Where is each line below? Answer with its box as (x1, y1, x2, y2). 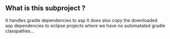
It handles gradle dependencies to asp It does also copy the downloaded (5, 17, 158, 23)
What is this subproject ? (5, 4, 86, 12)
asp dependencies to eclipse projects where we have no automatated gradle (5, 22, 165, 28)
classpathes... (5, 27, 35, 34)
